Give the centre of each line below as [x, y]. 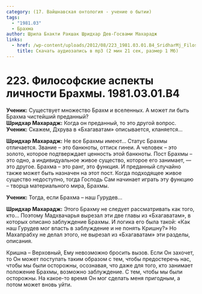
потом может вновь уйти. [39, 284]
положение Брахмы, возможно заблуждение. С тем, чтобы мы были [94, 272]
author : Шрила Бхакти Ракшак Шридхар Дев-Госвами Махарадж [82, 34]
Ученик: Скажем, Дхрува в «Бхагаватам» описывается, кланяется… [95, 129]
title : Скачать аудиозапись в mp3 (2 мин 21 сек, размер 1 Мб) [98, 51]
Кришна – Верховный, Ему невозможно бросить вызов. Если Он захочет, [100, 253]
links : [14, 40]
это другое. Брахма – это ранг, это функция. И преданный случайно [94, 167]
